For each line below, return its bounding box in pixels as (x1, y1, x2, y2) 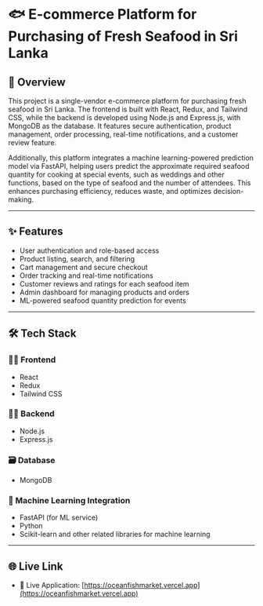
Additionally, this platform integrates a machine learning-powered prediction (8, 153, 254, 162)
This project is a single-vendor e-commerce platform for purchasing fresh (8, 97, 247, 105)
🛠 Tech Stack (8, 327, 77, 341)
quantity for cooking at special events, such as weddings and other (8, 170, 225, 179)
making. (8, 195, 34, 204)
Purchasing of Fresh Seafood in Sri (8, 27, 239, 46)
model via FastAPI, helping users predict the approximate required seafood (8, 162, 250, 170)
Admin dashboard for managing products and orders (19, 287, 190, 297)
